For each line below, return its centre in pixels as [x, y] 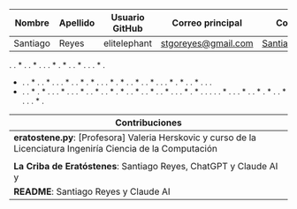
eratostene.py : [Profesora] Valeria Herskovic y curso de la [135, 138]
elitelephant [128, 43]
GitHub [128, 28]
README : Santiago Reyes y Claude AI [92, 191]
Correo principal [207, 23]
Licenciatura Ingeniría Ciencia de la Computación [116, 149]
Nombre [32, 23]
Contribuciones [148, 123]
